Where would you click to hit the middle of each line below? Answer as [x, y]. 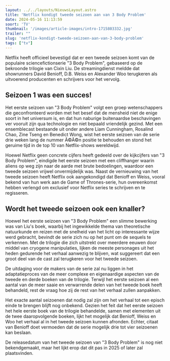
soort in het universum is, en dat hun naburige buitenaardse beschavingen [83, 118]
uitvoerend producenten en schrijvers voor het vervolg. [63, 79]
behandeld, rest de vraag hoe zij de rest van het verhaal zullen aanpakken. [83, 290]
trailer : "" [18, 34]
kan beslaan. [19, 333]
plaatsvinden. [20, 353]
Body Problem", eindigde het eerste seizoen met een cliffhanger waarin [80, 160]
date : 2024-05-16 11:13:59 [34, 19]
